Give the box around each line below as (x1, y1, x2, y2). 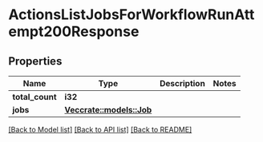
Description (159, 78, 206, 89)
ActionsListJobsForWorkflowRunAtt (8, 6, 255, 24)
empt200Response (8, 22, 140, 41)
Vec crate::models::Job (64, 105, 152, 115)
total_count (12, 92, 57, 102)
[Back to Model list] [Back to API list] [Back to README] (8, 125, 192, 134)
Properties (8, 54, 63, 68)
